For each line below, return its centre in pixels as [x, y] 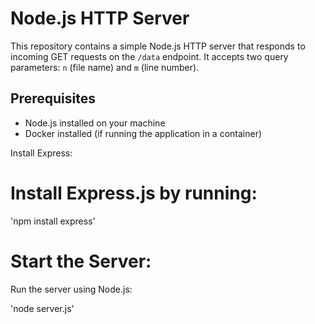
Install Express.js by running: [134, 193]
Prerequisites [53, 98]
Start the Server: [81, 261]
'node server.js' [42, 308]
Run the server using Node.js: [71, 289]
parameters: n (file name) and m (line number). [105, 67]
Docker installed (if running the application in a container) [143, 133]
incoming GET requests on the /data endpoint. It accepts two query [149, 56]
